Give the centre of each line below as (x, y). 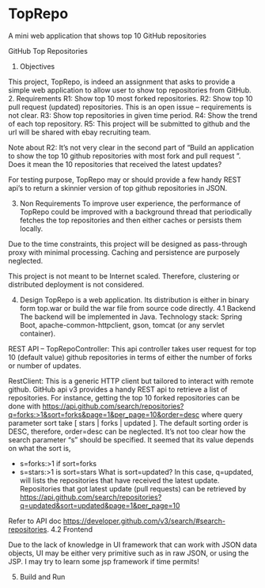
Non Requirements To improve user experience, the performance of (130, 203)
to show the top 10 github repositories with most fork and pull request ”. (125, 156)
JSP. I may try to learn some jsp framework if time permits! (104, 561)
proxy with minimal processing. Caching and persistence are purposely (124, 252)
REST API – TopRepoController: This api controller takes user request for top (132, 348)
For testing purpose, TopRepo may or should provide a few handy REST (125, 180)
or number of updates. (45, 366)
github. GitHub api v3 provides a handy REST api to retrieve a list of (118, 389)
